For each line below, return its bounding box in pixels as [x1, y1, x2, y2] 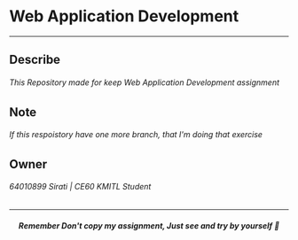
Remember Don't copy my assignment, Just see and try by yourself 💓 [18, 220, 280, 231]
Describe [9, 52, 60, 67]
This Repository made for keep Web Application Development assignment [9, 77, 280, 88]
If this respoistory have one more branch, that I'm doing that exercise [9, 129, 263, 140]
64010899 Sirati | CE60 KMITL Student [9, 182, 152, 192]
